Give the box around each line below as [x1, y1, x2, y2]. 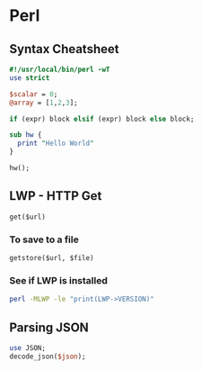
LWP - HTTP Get [9, 188, 102, 203]
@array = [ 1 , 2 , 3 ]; [9, 98, 78, 107]
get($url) [9, 212, 47, 221]
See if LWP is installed [9, 274, 108, 286]
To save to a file [9, 233, 79, 246]
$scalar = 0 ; [9, 89, 58, 99]
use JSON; [9, 343, 47, 352]
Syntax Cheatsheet [9, 41, 119, 57]
